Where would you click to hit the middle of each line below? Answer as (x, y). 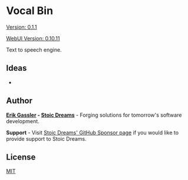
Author (19, 101)
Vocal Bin (30, 11)
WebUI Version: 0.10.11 (33, 38)
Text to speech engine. (34, 50)
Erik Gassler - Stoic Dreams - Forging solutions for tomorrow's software (94, 115)
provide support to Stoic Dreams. (46, 138)
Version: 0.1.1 (22, 27)
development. (23, 121)
